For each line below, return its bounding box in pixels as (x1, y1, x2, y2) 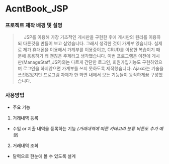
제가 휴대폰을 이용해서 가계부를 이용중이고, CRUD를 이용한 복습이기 (23, 47, 155, 53)
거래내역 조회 (12, 142, 39, 148)
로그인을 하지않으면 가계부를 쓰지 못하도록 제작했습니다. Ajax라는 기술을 (23, 66, 164, 72)
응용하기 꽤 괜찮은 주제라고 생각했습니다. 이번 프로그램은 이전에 (27, 53, 151, 59)
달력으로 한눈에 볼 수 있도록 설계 (12, 153, 76, 159)
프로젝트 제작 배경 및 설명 (5, 22, 63, 29)
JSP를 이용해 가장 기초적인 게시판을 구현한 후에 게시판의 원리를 (24, 34, 147, 40)
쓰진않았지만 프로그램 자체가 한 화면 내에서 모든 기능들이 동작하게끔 (17, 72, 149, 78)
